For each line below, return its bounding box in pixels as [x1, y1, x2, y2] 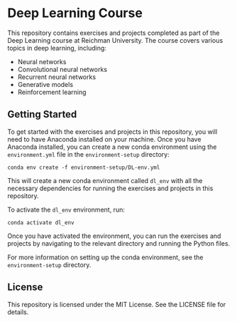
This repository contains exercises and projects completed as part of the [7, 28, 220, 37]
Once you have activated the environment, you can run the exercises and [7, 232, 221, 240]
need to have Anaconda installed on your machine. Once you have [7, 135, 202, 143]
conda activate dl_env [7, 219, 75, 226]
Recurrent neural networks [17, 73, 97, 81]
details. [7, 308, 29, 316]
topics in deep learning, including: [7, 43, 106, 52]
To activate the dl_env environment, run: [7, 205, 126, 214]
